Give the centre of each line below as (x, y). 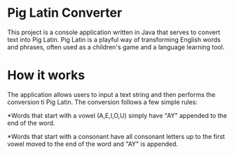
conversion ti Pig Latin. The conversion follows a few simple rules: (103, 102)
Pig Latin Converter (65, 13)
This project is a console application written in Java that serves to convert (114, 32)
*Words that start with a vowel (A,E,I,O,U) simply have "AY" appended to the (117, 115)
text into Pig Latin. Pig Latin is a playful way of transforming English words (114, 39)
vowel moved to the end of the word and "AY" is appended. (93, 144)
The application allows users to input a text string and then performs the (111, 94)
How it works (46, 75)
